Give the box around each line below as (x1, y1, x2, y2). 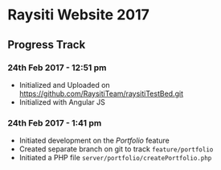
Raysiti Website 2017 (7, 6, 150, 24)
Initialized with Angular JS (18, 97, 105, 106)
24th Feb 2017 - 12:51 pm (7, 62, 107, 73)
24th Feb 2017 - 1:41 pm (7, 117, 102, 128)
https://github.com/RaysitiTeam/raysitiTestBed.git (18, 89, 184, 98)
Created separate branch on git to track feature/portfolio (18, 144, 214, 154)
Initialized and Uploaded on (18, 80, 110, 89)
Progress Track (7, 38, 86, 52)
